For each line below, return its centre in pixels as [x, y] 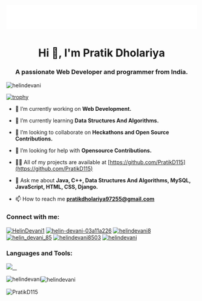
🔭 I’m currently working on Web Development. [73, 108]
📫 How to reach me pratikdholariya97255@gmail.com [85, 199]
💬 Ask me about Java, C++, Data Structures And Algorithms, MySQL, [103, 180]
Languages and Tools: [39, 253]
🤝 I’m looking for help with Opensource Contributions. [83, 150]
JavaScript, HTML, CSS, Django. [57, 187]
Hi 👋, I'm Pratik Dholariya [102, 53]
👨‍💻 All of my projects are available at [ [62, 162]
